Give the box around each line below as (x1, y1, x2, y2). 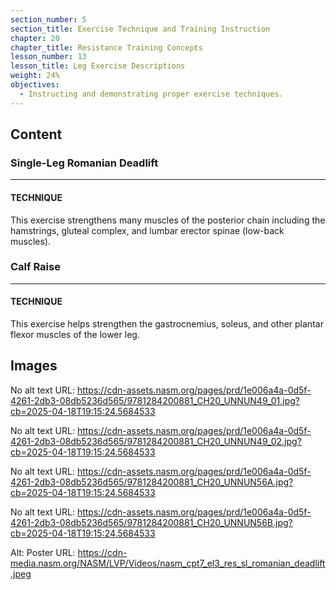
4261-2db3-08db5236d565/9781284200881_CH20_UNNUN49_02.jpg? (10, 435, 302, 447)
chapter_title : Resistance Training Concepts (10, 42, 203, 53)
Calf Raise (10, 260, 61, 274)
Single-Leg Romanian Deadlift (10, 156, 159, 170)
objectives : (10, 80, 60, 90)
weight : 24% (10, 71, 60, 81)
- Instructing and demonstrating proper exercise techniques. (19, 89, 284, 99)
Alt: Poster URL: (10, 546, 76, 558)
